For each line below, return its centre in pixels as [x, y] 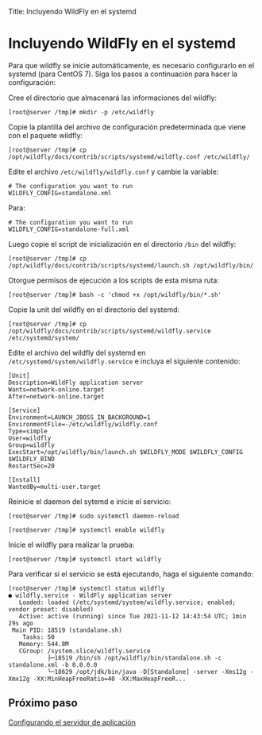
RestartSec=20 [32, 466]
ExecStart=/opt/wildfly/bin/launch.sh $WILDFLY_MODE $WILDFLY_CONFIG [126, 452]
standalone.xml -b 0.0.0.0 [53, 665]
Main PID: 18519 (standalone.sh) [67, 630]
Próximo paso [43, 703]
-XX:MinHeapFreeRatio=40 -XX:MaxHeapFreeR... [110, 679]
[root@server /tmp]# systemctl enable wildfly [87, 530]
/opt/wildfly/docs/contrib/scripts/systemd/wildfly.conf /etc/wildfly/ [129, 157]
